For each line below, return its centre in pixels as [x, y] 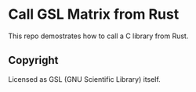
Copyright [33, 60]
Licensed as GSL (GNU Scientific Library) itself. [84, 79]
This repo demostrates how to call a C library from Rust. [98, 36]
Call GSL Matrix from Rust [94, 14]
